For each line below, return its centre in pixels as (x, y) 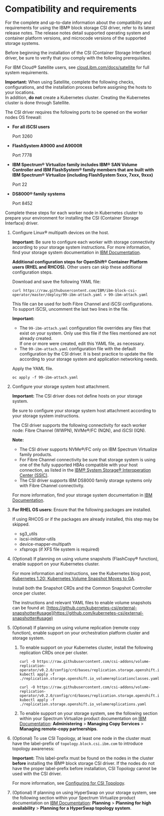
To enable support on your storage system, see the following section (88, 713)
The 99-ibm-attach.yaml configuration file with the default (78, 348)
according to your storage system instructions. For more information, (81, 247)
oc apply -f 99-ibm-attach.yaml (45, 377)
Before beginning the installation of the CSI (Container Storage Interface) (78, 53)
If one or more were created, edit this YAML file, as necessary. (82, 343)
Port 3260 (22, 136)
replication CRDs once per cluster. (54, 653)
